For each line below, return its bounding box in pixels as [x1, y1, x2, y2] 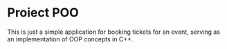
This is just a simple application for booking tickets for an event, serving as [7, 28, 220, 36]
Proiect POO [7, 5, 79, 21]
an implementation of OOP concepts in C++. [7, 35, 134, 43]
